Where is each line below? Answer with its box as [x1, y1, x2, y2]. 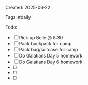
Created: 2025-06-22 [5, 5, 51, 10]
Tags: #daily [5, 14, 31, 20]
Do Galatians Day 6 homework [19, 59, 83, 65]
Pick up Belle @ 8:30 [19, 35, 63, 40]
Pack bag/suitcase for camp [19, 47, 78, 52]
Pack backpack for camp [19, 41, 72, 46]
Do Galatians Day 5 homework [19, 53, 83, 59]
